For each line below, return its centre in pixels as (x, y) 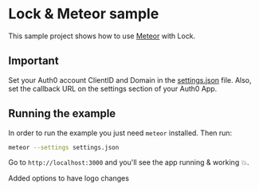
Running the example (62, 113)
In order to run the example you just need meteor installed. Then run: (120, 133)
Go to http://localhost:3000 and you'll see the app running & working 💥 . (129, 162)
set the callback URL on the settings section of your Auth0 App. (113, 88)
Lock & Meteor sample (84, 14)
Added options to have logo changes (69, 178)
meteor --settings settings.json (64, 147)
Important (33, 61)
